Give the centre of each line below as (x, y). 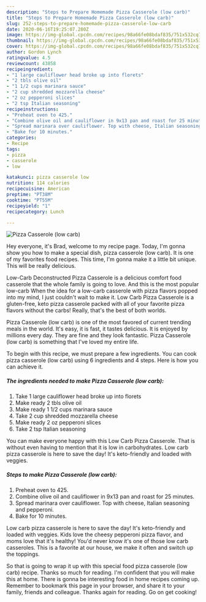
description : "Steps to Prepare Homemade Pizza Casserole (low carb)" (98, 12)
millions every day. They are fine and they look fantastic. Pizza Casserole (99, 335)
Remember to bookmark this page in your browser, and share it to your (96, 586)
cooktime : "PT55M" (30, 200)
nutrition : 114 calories (38, 183)
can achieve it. (25, 367)
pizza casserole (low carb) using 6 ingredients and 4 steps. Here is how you (102, 361)
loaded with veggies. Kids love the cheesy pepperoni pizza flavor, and (95, 534)
